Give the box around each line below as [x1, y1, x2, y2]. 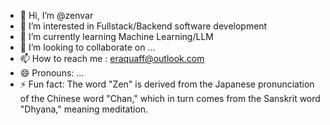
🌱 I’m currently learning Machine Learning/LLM [19, 31, 214, 42]
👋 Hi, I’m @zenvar [19, 10, 94, 21]
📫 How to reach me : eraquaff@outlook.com [19, 53, 205, 64]
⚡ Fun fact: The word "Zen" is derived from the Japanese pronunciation [19, 78, 315, 90]
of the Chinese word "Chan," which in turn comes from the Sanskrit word [19, 93, 321, 104]
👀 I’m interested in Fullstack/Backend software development [19, 20, 268, 32]
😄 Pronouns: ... [19, 67, 85, 79]
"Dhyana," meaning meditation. [19, 103, 149, 115]
